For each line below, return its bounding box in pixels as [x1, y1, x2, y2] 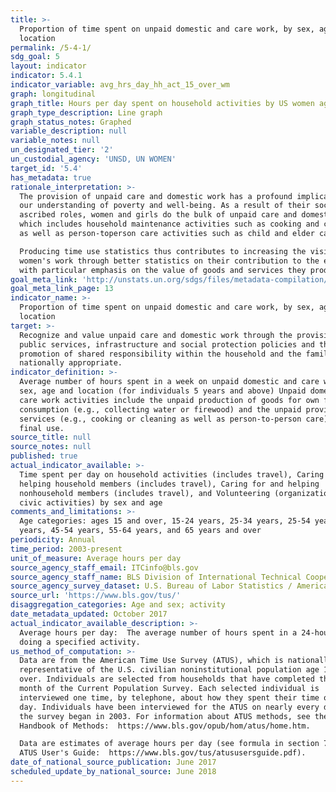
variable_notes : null [10, 136, 101, 146]
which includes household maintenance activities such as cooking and [19, 219, 320, 230]
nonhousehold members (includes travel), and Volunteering [19, 488, 271, 498]
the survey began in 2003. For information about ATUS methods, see [19, 711, 311, 721]
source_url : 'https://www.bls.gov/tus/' [10, 591, 182, 601]
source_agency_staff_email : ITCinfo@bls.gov [10, 562, 199, 573]
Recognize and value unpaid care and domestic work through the [19, 330, 293, 340]
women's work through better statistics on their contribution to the [19, 256, 320, 266]
